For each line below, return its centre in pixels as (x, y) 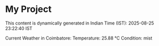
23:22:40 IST (19, 28)
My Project (28, 9)
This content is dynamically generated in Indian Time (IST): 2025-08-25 (80, 23)
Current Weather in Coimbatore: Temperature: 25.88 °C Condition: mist (79, 38)
